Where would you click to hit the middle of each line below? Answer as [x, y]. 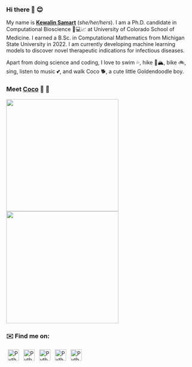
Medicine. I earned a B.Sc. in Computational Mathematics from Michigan [95, 38]
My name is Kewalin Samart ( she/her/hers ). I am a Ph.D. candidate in [92, 23]
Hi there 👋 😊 [25, 10]
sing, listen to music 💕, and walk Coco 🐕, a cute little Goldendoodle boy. [95, 72]
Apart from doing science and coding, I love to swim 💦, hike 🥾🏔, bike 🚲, [96, 63]
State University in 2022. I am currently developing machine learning [91, 44]
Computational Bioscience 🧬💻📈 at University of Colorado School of [90, 29]
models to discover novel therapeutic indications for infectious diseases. [95, 51]
